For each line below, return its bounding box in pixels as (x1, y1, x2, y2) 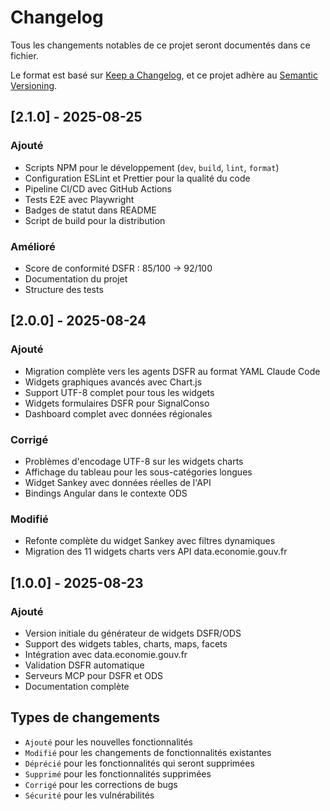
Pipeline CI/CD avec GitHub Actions (24, 182, 172, 195)
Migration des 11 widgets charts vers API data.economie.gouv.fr (24, 546, 288, 558)
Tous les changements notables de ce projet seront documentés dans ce (10, 39, 311, 51)
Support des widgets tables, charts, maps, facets (24, 637, 228, 650)
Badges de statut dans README (24, 204, 157, 216)
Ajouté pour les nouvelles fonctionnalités (24, 736, 193, 748)
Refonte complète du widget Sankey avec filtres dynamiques (24, 535, 276, 547)
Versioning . (10, 79, 58, 91)
